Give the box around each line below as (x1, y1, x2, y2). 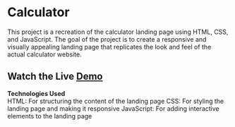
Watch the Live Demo (7, 71, 103, 83)
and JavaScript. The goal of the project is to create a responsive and (7, 35, 207, 43)
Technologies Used (7, 89, 66, 97)
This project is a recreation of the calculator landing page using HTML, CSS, (7, 28, 229, 36)
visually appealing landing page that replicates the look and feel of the (7, 42, 212, 51)
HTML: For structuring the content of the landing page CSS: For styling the (7, 97, 224, 105)
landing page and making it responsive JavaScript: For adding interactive (7, 104, 220, 113)
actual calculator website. (7, 50, 83, 59)
